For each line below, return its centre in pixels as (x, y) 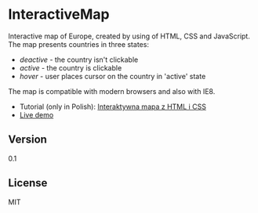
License (28, 183)
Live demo (36, 114)
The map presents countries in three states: (78, 44)
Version (27, 140)
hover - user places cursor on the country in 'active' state (113, 76)
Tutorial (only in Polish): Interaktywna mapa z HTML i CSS (113, 106)
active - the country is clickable (71, 67)
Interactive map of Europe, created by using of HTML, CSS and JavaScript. (129, 36)
